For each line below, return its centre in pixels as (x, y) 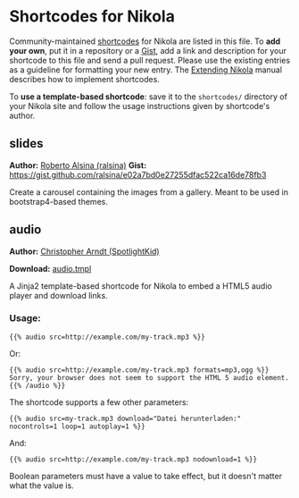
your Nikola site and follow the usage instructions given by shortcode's (140, 106)
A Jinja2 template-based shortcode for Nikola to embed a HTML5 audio (141, 286)
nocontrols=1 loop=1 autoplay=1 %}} (77, 426)
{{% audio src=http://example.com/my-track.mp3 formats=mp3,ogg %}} (139, 370)
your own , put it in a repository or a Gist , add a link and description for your (148, 50)
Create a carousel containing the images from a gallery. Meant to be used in (149, 192)
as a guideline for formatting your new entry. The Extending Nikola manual (146, 70)
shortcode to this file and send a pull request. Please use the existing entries (150, 60)
